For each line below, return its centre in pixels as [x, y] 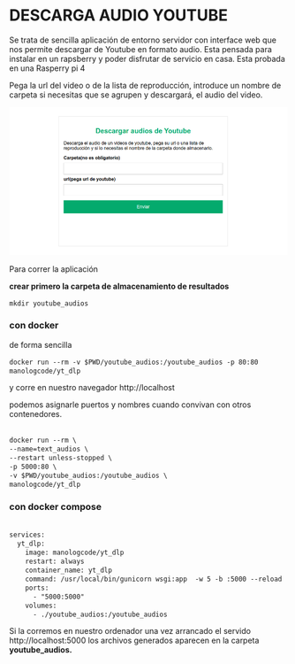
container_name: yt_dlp [69, 571]
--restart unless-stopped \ [61, 458]
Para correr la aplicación [54, 269]
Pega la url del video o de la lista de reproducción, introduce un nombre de [145, 85]
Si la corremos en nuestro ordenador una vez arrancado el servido [130, 631]
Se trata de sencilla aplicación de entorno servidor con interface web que [143, 40]
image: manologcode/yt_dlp [75, 553]
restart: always [55, 562]
